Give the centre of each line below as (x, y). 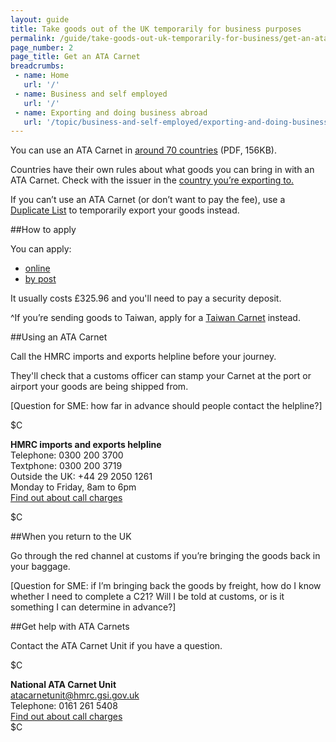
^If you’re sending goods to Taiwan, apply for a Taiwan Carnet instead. (155, 318)
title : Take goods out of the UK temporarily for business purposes (156, 29)
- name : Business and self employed (91, 94)
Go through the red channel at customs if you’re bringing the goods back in (165, 556)
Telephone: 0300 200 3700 (67, 455)
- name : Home (42, 76)
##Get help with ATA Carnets (70, 627)
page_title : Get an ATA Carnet (75, 57)
